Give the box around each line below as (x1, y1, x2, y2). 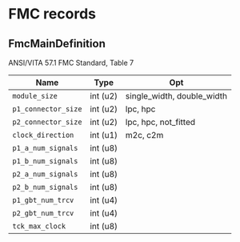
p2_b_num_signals (12, 183, 78, 192)
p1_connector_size (12, 105, 82, 113)
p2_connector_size (12, 118, 82, 127)
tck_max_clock (12, 222, 66, 231)
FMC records (8, 5, 96, 23)
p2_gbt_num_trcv (12, 209, 74, 217)
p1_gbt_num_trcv (12, 196, 74, 204)
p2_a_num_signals (12, 170, 78, 179)
